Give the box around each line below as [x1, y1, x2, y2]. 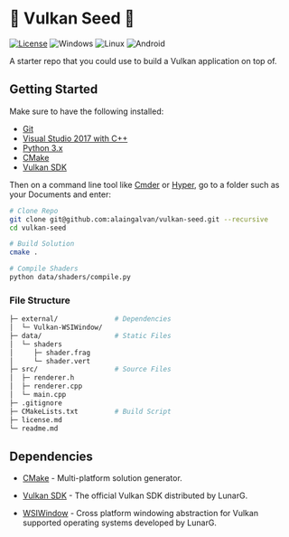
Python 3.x [22, 142, 63, 153]
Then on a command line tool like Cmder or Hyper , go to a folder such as [9, 179, 280, 190]
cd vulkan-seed [9, 223, 67, 232]
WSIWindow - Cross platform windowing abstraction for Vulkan [22, 508, 259, 519]
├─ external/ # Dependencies [9, 315, 172, 324]
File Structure [9, 294, 70, 306]
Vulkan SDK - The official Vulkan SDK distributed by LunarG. [22, 490, 248, 501]
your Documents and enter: [9, 189, 111, 200]
